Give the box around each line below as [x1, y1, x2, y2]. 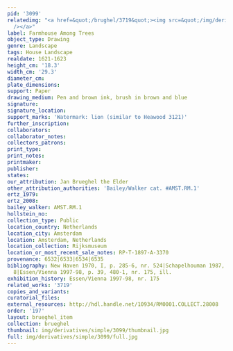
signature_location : [7, 107, 67, 114]
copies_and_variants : [7, 288, 70, 295]
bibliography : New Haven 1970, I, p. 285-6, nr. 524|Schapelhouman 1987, [7, 262, 225, 269]
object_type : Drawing [7, 36, 70, 43]
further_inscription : [7, 120, 70, 127]
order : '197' [7, 307, 45, 315]
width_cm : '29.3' [7, 68, 58, 75]
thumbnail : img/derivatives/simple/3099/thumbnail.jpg [7, 327, 169, 334]
